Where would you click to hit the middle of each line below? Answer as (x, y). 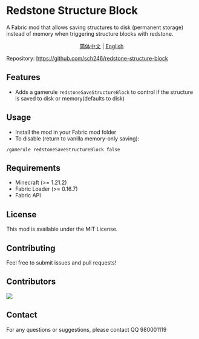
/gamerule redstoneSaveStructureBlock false (63, 150)
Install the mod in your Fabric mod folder (66, 132)
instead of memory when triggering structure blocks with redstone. (90, 33)
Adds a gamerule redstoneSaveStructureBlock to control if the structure (104, 92)
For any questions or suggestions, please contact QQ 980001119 (86, 329)
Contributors (31, 282)
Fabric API (28, 196)
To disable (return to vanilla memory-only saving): (77, 138)
